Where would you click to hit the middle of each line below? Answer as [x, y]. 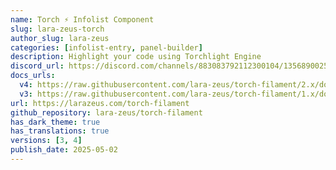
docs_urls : [33, 76]
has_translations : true [60, 131]
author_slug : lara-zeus [60, 38]
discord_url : [37, 66]
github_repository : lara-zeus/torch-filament [106, 112]
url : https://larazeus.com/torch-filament [100, 103]
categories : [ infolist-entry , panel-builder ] [106, 47]
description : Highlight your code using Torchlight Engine [136, 57]
